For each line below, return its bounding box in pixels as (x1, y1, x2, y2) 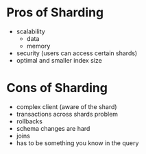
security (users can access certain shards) (16, 49, 138, 57)
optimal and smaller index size (16, 56, 102, 64)
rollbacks (16, 117, 42, 125)
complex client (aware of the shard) (16, 102, 117, 110)
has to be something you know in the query (16, 138, 139, 147)
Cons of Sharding (6, 80, 108, 96)
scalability (16, 27, 45, 35)
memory (26, 42, 51, 50)
